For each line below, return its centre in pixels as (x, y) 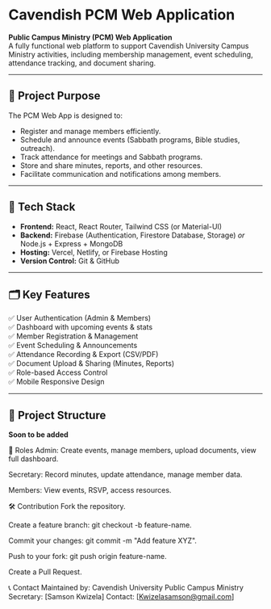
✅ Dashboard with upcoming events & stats (81, 327)
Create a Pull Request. (45, 572)
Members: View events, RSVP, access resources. (90, 490)
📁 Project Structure (57, 415)
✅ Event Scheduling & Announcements (73, 346)
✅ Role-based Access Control (58, 372)
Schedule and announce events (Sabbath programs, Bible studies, (130, 140)
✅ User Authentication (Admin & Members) (80, 318)
